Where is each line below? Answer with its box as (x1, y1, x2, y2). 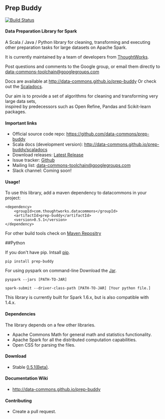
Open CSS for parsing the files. (12, 342, 75, 348)
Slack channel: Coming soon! (12, 167, 72, 174)
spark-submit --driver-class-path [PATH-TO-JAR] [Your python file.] (5, 286, 151, 291)
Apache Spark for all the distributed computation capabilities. (12, 337, 137, 343)
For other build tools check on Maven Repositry (5, 230, 101, 236)
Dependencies (5, 311, 36, 317)
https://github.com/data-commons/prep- (66, 131, 149, 137)
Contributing (5, 397, 32, 403)
